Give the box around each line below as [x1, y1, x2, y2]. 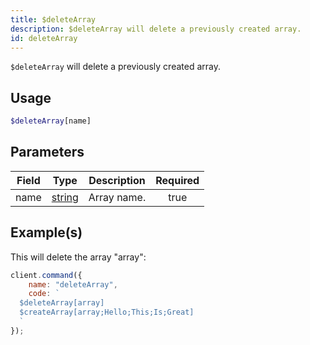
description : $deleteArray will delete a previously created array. [10, 24, 302, 34]
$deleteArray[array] [19, 298, 105, 308]
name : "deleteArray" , [28, 279, 118, 290]
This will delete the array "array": [10, 251, 147, 263]
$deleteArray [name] [10, 116, 92, 126]
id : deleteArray [10, 33, 78, 43]
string [51, 190, 79, 204]
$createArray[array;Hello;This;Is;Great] [19, 307, 195, 318]
